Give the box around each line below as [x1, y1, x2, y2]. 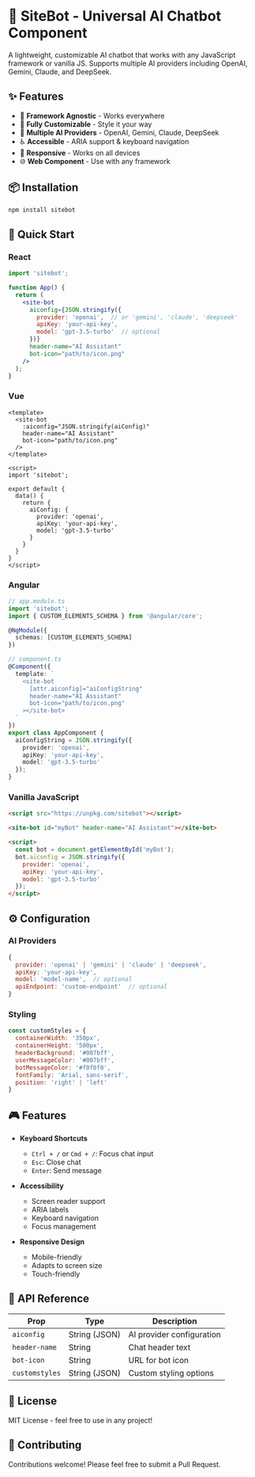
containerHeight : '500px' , [15, 1042, 104, 1050]
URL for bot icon [128, 1354, 189, 1365]
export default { [8, 484, 66, 493]
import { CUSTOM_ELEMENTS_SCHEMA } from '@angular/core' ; [8, 612, 203, 620]
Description [152, 1316, 197, 1327]
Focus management [31, 1222, 96, 1232]
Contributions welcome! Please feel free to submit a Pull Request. [8, 1460, 221, 1469]
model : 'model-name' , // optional [15, 975, 133, 984]
